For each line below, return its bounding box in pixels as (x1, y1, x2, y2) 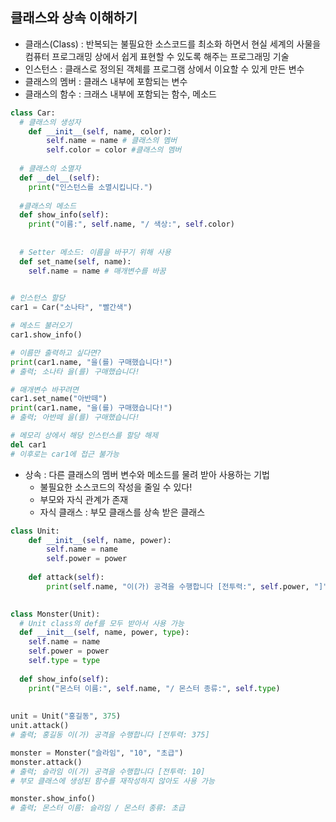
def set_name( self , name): (19, 256, 132, 267)
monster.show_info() (10, 794, 97, 804)
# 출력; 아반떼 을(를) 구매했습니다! (10, 413, 140, 423)
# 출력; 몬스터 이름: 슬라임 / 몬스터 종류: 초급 (10, 803, 186, 813)
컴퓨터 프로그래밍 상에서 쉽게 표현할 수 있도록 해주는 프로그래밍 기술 (24, 50, 290, 62)
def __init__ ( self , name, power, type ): (19, 628, 190, 638)
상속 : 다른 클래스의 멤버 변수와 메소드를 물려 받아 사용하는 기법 (24, 468, 270, 480)
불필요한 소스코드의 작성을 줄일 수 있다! (39, 481, 193, 493)
